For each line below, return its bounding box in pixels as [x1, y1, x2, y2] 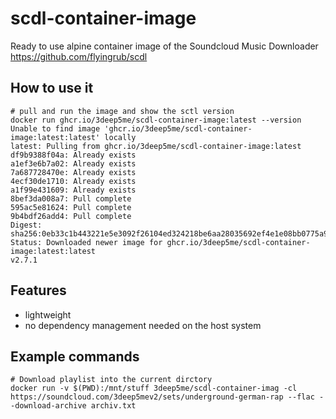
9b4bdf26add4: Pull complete [10, 211, 132, 221]
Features [10, 282, 67, 299]
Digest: [10, 220, 43, 230]
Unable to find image [10, 123, 101, 134]
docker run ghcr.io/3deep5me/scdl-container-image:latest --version [10, 115, 302, 125]
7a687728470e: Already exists [10, 167, 137, 177]
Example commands [10, 348, 140, 365]
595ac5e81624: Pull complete [10, 202, 132, 212]
